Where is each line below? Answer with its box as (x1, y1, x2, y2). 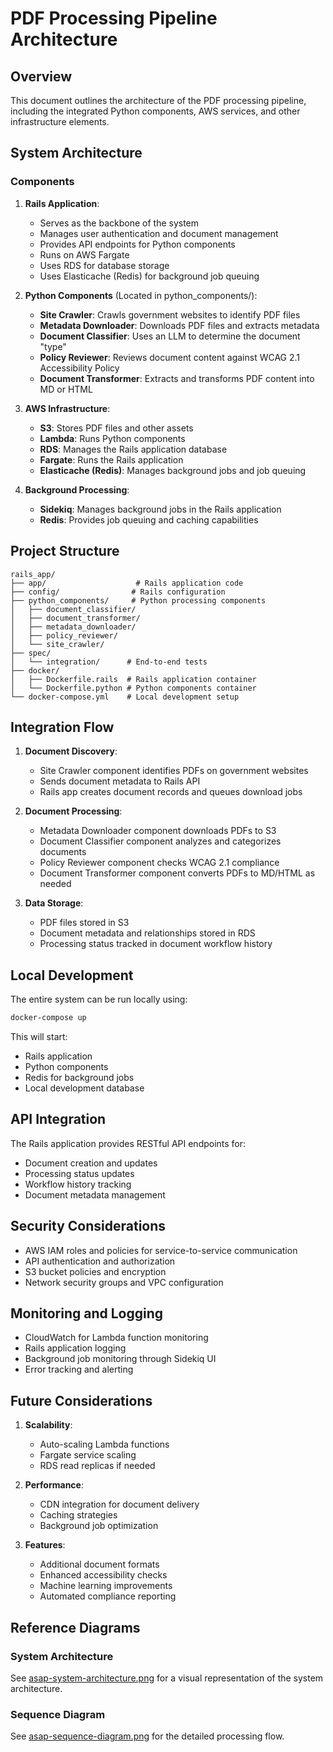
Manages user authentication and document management (39, 227, 279, 239)
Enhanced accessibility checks (39, 1569, 168, 1581)
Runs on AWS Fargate (39, 248, 130, 261)
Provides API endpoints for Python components (39, 238, 236, 250)
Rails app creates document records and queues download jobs (39, 786, 303, 798)
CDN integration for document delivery (39, 1498, 200, 1511)
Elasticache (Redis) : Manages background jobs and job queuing (39, 464, 307, 476)
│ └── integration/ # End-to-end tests (10, 657, 208, 667)
